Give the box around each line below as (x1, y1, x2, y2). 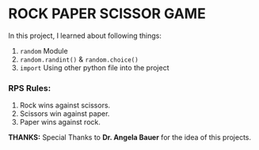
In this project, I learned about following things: (8, 31, 162, 40)
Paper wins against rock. (19, 118, 101, 127)
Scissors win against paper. (19, 109, 110, 118)
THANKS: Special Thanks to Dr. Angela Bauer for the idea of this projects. (8, 133, 252, 142)
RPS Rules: (8, 82, 51, 93)
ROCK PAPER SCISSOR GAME (8, 5, 206, 23)
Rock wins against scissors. (19, 100, 111, 111)
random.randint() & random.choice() (19, 54, 139, 64)
